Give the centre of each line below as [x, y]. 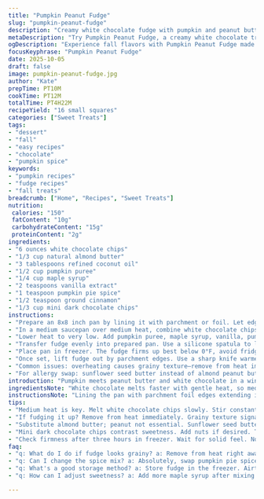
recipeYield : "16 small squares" [63, 111]
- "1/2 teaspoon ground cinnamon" [65, 300]
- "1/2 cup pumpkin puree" [52, 271]
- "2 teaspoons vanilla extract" [63, 286]
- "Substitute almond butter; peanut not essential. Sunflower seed [123, 424]
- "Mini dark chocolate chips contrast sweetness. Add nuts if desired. [130, 432]
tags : [17, 125]
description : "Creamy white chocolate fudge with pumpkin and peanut [125, 30]
